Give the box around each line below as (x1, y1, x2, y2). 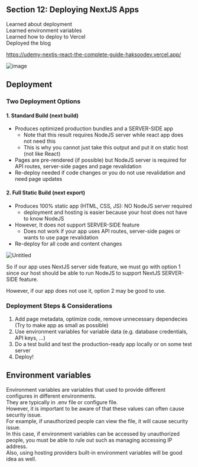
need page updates (14, 175, 63, 183)
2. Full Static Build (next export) (6, 189, 86, 196)
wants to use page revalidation (23, 233, 99, 241)
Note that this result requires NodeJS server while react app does (23, 132, 184, 139)
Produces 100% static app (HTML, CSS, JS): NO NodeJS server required (14, 202, 192, 209)
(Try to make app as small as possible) (14, 321, 109, 328)
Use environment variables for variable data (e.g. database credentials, (14, 328, 188, 335)
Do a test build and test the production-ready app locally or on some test (14, 340, 192, 347)
